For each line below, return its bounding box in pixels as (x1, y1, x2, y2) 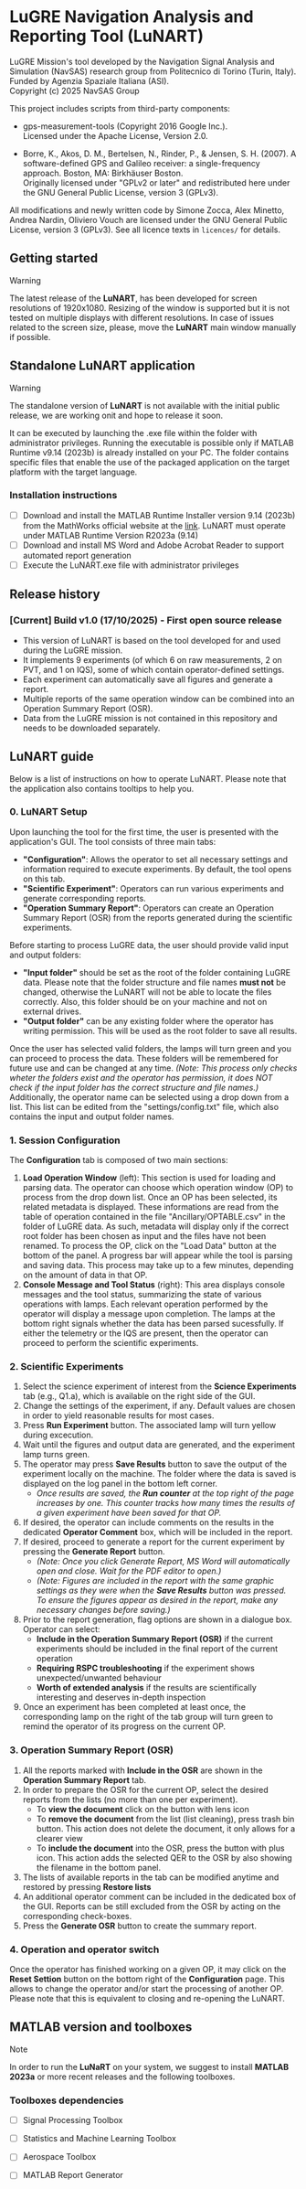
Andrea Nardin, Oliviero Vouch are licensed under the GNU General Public (9, 214, 288, 225)
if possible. (9, 331, 51, 342)
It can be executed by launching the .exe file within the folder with (9, 427, 258, 438)
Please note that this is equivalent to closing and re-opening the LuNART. (9, 1993, 286, 2004)
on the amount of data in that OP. (22, 1269, 148, 1281)
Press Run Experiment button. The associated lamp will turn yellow (22, 1420, 277, 1431)
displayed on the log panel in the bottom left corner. (22, 1479, 217, 1490)
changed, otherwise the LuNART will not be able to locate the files (22, 986, 272, 998)
